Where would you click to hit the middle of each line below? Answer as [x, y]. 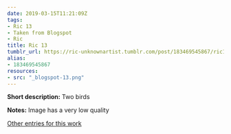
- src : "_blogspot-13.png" [46, 77]
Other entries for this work [44, 124]
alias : [16, 58]
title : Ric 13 [27, 45]
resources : [23, 71]
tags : [15, 20]
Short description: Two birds [49, 97]
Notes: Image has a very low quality [58, 110]
